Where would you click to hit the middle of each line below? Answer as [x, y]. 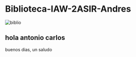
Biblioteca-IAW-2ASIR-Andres [68, 9]
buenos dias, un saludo [29, 49]
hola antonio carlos [35, 38]
